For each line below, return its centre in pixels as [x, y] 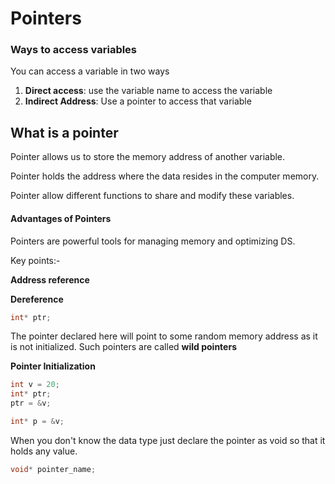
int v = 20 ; [35, 385]
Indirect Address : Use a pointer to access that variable [138, 101]
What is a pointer [64, 132]
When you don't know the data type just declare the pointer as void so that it [168, 440]
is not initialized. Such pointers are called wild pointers [123, 347]
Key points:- [35, 260]
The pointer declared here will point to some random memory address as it [164, 336]
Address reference [50, 279]
